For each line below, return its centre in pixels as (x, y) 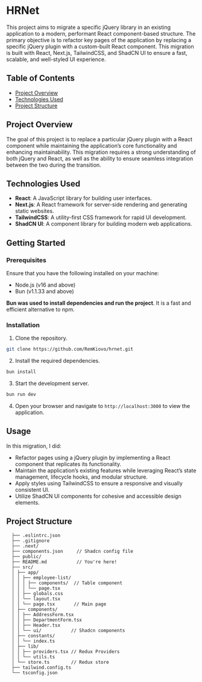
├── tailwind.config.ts (41, 668)
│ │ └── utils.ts (33, 657)
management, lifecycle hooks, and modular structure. (81, 477)
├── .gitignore (31, 541)
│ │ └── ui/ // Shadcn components (68, 630)
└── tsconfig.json (35, 673)
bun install (21, 372)
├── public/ (27, 556)
